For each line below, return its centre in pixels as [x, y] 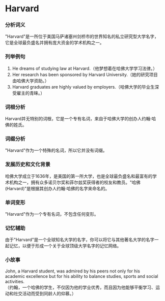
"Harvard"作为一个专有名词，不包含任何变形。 [52, 214]
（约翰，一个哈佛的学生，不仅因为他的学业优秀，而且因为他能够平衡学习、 [80, 287]
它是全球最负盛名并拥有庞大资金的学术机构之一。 [55, 43]
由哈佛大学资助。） [30, 81]
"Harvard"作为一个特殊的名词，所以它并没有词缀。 [56, 150]
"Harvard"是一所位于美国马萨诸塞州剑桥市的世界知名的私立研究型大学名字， [82, 36]
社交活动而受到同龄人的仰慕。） [45, 293]
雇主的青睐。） [31, 93]
